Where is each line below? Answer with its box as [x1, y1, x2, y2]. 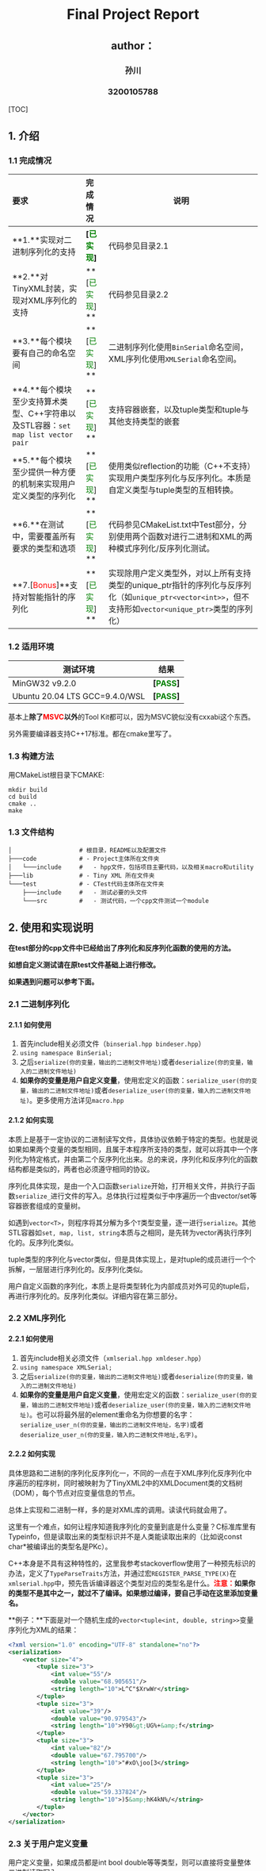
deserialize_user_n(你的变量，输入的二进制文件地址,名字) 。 [19, 1429, 202, 1439]
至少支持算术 [12, 396, 61, 407]
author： [110, 39, 156, 52]
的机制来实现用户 [12, 478, 77, 490]
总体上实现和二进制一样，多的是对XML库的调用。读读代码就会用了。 [8, 1504, 232, 1514]
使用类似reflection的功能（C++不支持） [108, 461, 252, 472]
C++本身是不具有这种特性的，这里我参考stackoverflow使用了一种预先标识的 [8, 1558, 256, 1568]
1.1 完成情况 [8, 156, 52, 167]
